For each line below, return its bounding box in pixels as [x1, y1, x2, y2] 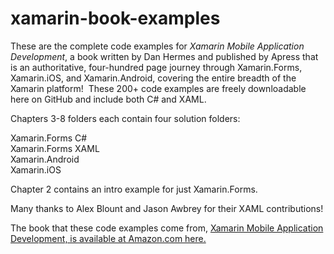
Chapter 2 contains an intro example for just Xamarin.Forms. [10, 183, 258, 195]
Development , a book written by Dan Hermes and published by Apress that [10, 50, 319, 62]
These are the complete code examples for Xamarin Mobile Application [10, 40, 305, 52]
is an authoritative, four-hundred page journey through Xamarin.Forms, [10, 61, 303, 73]
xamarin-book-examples [10, 7, 221, 30]
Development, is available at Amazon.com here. [10, 232, 207, 244]
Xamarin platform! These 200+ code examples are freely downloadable [10, 82, 307, 94]
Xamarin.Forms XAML [10, 142, 100, 154]
